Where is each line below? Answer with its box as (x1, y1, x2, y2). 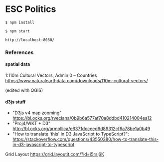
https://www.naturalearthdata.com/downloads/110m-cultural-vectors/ (5, 78, 148, 84)
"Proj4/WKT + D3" (12, 121, 51, 127)
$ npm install (5, 20, 35, 25)
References (5, 49, 34, 56)
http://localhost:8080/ (5, 37, 55, 42)
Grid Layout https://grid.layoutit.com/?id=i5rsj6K (5, 151, 105, 158)
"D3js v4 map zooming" (12, 110, 62, 116)
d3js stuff (5, 99, 26, 105)
